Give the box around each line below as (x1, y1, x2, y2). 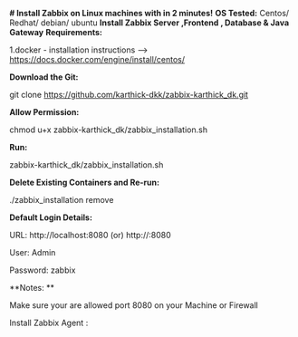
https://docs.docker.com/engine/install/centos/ (9, 54, 186, 64)
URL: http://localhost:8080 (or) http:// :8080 (9, 230, 172, 240)
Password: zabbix (9, 265, 76, 275)
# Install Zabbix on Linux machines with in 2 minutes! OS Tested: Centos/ (9, 8, 290, 18)
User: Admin (9, 247, 56, 257)
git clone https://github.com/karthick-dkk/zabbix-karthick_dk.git (9, 90, 249, 100)
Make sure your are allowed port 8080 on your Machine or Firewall (9, 300, 258, 311)
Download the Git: (9, 72, 79, 82)
